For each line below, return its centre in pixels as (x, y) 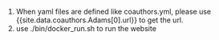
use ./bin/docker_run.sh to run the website (86, 28)
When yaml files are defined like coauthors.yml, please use (113, 12)
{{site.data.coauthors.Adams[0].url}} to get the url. (99, 20)
